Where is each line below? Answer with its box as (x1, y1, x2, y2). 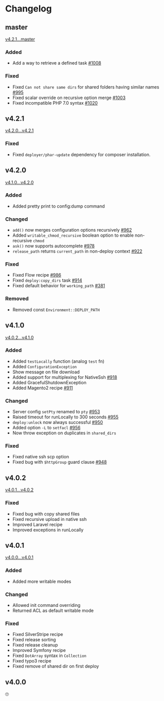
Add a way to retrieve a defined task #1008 (12, 60, 101, 66)
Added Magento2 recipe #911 (12, 385, 73, 391)
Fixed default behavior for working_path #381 (12, 283, 105, 289)
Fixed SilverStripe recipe (12, 631, 63, 637)
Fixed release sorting (12, 636, 56, 643)
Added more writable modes (12, 578, 71, 584)
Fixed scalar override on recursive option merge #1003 (12, 95, 126, 101)
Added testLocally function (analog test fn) (12, 358, 104, 364)
